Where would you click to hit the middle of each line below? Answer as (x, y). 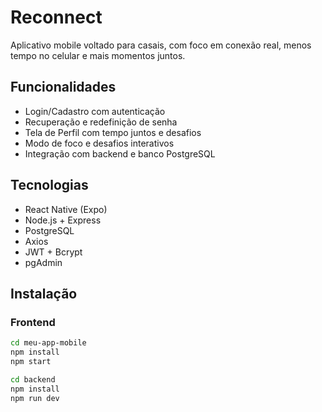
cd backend (33, 379)
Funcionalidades (63, 87)
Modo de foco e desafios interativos (99, 143)
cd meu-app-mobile (48, 343)
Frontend (33, 322)
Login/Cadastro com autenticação (95, 111)
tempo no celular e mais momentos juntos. (98, 55)
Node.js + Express (63, 220)
